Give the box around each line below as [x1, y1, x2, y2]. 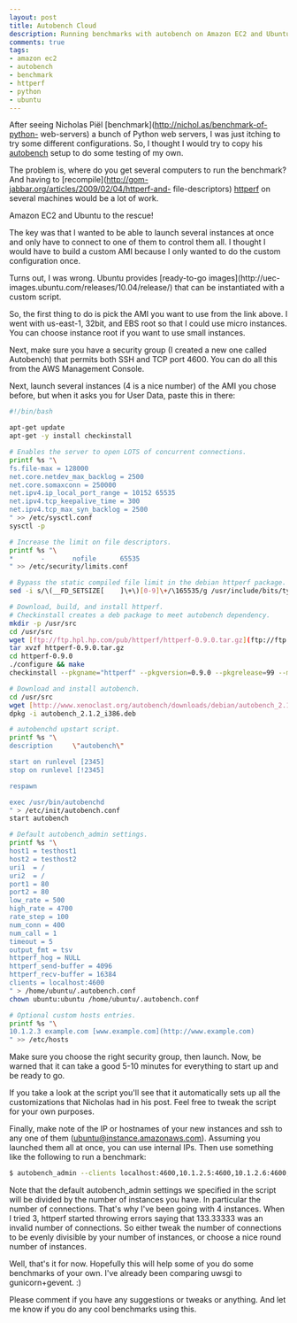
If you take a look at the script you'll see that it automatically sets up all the [9, 1087, 281, 1098]
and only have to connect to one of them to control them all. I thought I [9, 236, 266, 248]
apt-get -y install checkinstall [9, 431, 133, 441]
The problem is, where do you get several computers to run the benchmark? [9, 165, 287, 175]
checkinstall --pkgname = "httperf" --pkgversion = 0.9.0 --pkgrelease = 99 [9, 669, 275, 677]
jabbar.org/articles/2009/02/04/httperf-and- [9, 183, 171, 195]
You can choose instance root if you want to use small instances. [9, 328, 246, 338]
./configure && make [9, 661, 86, 669]
